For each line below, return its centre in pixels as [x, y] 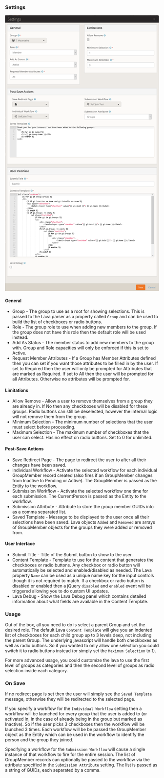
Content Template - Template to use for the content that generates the [83, 560]
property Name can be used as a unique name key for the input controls [83, 575]
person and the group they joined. [39, 740]
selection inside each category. [37, 671]
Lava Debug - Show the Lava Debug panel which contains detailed [79, 596]
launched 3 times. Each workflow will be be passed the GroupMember [76, 730]
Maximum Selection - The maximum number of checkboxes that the [81, 432]
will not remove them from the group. [49, 417]
